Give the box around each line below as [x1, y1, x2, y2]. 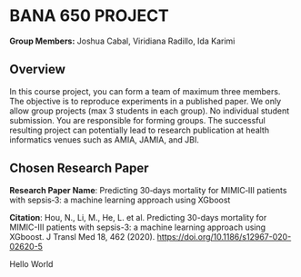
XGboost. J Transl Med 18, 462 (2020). [9, 231, 156, 242]
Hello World [9, 258, 54, 269]
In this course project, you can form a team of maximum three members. [9, 85, 281, 96]
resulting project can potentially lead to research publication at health [9, 124, 270, 135]
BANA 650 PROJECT [9, 5, 170, 26]
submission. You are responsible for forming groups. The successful [9, 114, 266, 125]
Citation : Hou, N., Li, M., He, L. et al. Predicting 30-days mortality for [9, 212, 267, 223]
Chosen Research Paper [9, 161, 149, 176]
